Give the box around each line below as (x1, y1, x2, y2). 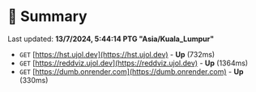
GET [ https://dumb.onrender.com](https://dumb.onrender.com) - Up (19, 66, 244, 76)
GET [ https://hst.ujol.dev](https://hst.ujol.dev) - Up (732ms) (19, 49, 215, 59)
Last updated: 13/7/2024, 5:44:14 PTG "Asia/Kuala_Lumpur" (7, 34, 215, 44)
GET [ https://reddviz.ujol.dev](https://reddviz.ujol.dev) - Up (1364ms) (19, 58, 249, 68)
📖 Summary (7, 7, 87, 26)
